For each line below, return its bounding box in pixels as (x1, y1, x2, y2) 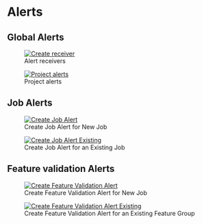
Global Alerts (7, 32, 64, 43)
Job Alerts (7, 97, 53, 109)
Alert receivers (24, 57, 66, 65)
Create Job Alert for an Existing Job (24, 143, 125, 151)
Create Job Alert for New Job (24, 123, 108, 131)
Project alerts (24, 77, 62, 86)
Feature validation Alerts (7, 163, 115, 175)
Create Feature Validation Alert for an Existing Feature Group (24, 209, 195, 217)
